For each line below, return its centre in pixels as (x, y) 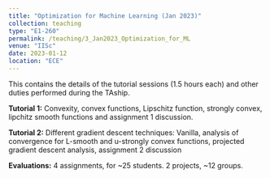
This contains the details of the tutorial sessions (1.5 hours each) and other (133, 84)
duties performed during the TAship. (69, 92)
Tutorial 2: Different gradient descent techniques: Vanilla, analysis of (124, 132)
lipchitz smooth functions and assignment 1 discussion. (101, 117)
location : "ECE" (36, 61)
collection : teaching (45, 23)
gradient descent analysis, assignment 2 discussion (95, 150)
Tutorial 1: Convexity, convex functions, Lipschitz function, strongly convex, (135, 108)
